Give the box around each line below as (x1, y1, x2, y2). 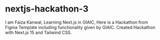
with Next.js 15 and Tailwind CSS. (5, 29, 72, 35)
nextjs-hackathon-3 (5, 3, 89, 14)
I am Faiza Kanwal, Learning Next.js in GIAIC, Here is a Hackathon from (5, 19, 148, 25)
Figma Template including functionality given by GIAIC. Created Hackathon (5, 24, 156, 30)
